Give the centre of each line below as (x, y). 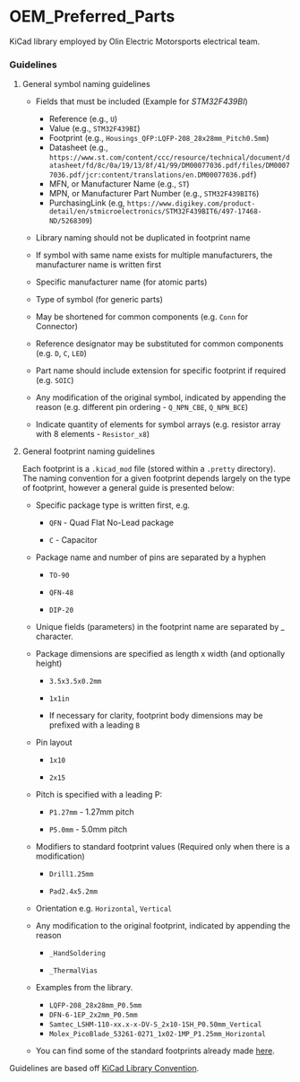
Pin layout (54, 743)
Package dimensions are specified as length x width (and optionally (160, 654)
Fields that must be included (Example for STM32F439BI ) (141, 101)
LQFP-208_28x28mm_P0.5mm (95, 1006)
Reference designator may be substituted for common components (159, 344)
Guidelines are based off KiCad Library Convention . (104, 1069)
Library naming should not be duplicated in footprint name (143, 238)
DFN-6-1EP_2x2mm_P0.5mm (93, 1016)
